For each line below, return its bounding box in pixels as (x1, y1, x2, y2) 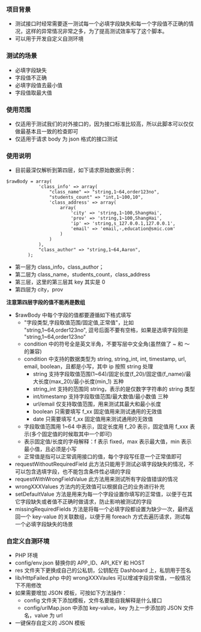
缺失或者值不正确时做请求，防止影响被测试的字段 (31, 498, 152, 505)
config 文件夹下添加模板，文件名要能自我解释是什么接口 (23, 597, 163, 604)
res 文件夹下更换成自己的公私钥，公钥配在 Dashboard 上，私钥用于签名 (14, 567, 191, 574)
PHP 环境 (14, 551, 38, 559)
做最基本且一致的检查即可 (14, 127, 79, 135)
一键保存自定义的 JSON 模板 (14, 619, 85, 627)
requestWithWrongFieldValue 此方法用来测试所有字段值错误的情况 (14, 476, 178, 483)
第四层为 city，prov (14, 286, 64, 293)
